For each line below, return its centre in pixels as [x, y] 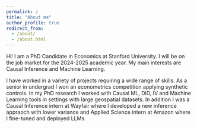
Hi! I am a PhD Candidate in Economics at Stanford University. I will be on [96, 56]
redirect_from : [25, 28]
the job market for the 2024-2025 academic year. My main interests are [94, 63]
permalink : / [22, 12]
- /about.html [29, 39]
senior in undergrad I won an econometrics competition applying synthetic [97, 87]
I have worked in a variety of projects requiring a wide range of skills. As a [97, 80]
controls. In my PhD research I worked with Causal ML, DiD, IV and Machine [99, 93]
